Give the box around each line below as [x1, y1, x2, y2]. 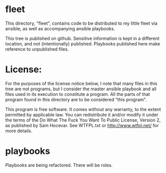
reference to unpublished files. [5, 46, 69, 52]
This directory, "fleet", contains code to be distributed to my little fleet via [5, 20, 158, 26]
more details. [5, 128, 33, 134]
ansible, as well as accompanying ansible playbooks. [5, 25, 115, 31]
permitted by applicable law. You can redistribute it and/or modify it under [5, 111, 159, 118]
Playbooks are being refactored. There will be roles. [5, 162, 113, 168]
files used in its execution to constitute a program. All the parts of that [5, 91, 150, 97]
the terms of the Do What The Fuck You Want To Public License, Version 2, [5, 117, 161, 123]
